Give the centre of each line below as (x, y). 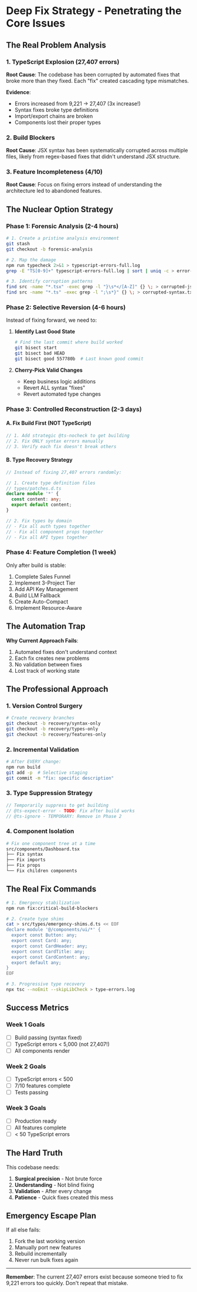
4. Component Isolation (40, 832)
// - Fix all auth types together (48, 526)
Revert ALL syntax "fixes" (54, 388)
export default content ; (42, 505)
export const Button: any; (44, 935)
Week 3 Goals (26, 1108)
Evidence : (18, 92)
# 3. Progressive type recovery (45, 984)
